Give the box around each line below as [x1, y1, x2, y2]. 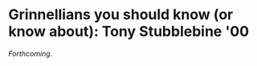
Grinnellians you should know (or [8, 6, 234, 24]
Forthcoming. [8, 49, 53, 58]
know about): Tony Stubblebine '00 [8, 22, 250, 41]
